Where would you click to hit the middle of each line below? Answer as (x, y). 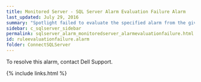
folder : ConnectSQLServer (38, 45)
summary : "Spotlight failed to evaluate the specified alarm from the (96, 23)
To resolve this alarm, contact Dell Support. (60, 61)
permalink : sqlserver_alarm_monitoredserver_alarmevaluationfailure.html (100, 34)
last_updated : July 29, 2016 (42, 17)
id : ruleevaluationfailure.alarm (48, 39)
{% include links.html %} (36, 73)
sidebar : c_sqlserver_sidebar (44, 28)
